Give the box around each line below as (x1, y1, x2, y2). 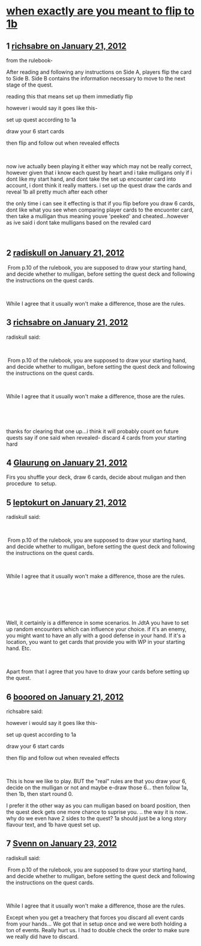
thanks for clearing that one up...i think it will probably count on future (6, 428, 179, 435)
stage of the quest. (6, 81, 53, 88)
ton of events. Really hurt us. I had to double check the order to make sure (6, 926, 190, 933)
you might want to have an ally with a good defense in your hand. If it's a (6, 632, 186, 639)
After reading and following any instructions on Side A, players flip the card (6, 68, 192, 76)
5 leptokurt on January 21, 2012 (6, 497, 127, 508)
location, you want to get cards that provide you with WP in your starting (6, 638, 185, 646)
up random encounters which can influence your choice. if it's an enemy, (6, 626, 187, 633)
